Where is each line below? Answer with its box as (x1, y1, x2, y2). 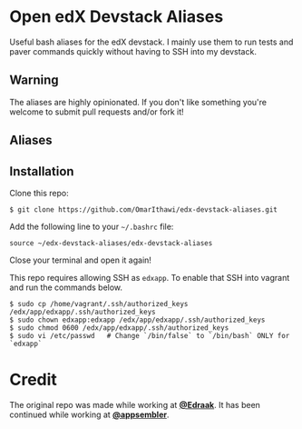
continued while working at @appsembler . (9, 409, 170, 420)
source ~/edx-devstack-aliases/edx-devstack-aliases (9, 238, 213, 247)
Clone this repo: (9, 187, 70, 198)
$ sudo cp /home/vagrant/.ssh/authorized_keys (9, 299, 189, 308)
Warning (9, 73, 59, 88)
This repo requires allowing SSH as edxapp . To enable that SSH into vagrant (9, 272, 290, 283)
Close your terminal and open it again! (9, 254, 152, 265)
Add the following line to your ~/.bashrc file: (9, 221, 174, 232)
